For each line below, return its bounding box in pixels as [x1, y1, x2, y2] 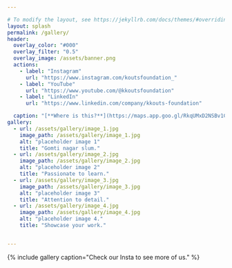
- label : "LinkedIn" [19, 93, 79, 100]
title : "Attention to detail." [19, 196, 110, 203]
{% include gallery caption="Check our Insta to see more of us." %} [7, 253, 200, 261]
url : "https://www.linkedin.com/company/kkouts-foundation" [25, 100, 202, 107]
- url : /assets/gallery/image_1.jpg [13, 125, 119, 132]
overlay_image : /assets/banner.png [13, 55, 116, 62]
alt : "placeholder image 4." [19, 215, 104, 222]
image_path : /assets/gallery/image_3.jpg [19, 183, 140, 190]
